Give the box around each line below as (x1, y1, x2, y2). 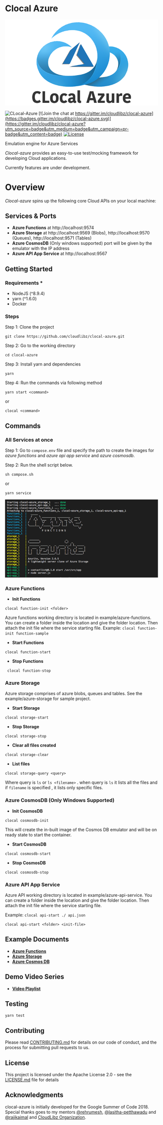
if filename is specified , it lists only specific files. (5, 785, 103, 791)
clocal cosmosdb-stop (5, 870, 49, 875)
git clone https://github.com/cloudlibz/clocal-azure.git (5, 334, 125, 339)
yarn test (5, 1013, 25, 1018)
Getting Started (5, 265, 53, 273)
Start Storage (12, 705, 40, 711)
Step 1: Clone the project (5, 324, 54, 330)
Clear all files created (12, 742, 56, 748)
